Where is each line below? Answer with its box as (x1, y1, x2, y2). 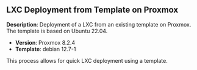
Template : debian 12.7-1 (15, 45, 76, 52)
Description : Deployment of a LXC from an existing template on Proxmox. (6, 21, 192, 28)
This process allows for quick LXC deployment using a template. (6, 57, 168, 64)
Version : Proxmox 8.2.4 (15, 39, 75, 46)
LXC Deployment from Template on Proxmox (6, 5, 179, 15)
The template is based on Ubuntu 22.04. (6, 27, 108, 34)
